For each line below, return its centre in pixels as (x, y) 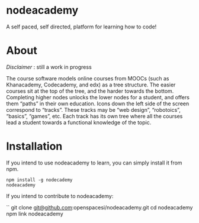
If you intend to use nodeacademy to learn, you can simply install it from (94, 163)
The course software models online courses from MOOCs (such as (88, 78)
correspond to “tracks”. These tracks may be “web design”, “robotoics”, (93, 109)
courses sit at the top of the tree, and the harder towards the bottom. (90, 91)
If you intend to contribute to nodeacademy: (60, 196)
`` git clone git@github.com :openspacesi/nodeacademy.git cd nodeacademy (99, 207)
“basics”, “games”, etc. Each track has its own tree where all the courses (94, 116)
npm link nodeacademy (35, 214)
